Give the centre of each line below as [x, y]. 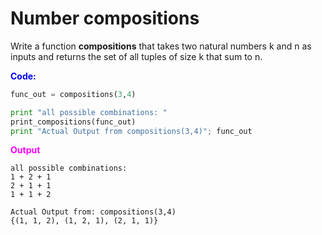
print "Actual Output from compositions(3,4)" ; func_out [131, 131]
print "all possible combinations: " [89, 112]
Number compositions [105, 18]
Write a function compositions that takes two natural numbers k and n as [161, 46]
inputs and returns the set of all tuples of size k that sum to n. [136, 56]
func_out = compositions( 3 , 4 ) [73, 94]
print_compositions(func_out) [73, 122]
